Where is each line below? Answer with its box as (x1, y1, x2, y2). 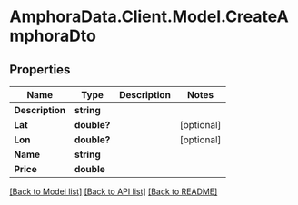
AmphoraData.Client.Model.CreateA (9, 6, 289, 27)
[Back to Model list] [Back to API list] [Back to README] (9, 186, 218, 197)
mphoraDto (9, 25, 97, 46)
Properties (9, 62, 71, 77)
